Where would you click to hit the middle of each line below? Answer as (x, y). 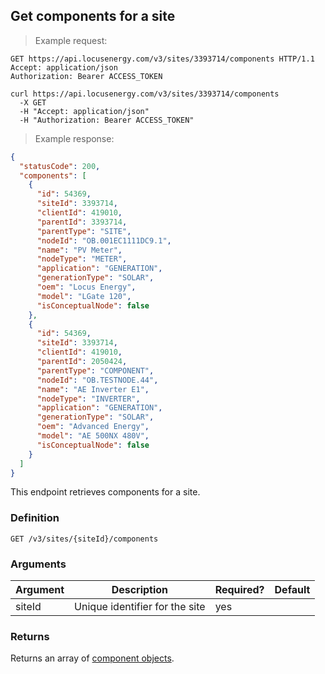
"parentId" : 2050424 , (82, 362)
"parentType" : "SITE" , (84, 231)
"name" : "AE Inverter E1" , (93, 389)
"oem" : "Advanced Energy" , (93, 427)
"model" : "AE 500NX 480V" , (93, 436)
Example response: (74, 138)
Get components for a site (93, 16)
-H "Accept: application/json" (84, 111)
